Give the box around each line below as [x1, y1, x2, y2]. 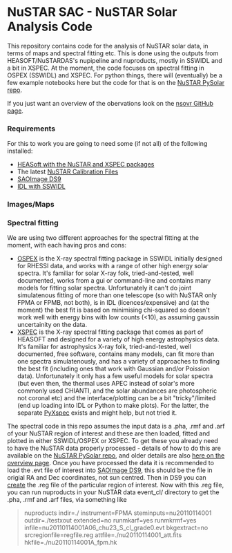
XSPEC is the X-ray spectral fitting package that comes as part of [17, 328, 204, 336]
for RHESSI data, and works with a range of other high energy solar [17, 262, 209, 270]
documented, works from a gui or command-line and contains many [17, 276, 211, 285]
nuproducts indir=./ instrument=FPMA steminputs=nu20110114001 [23, 509, 212, 517]
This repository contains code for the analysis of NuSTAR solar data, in [7, 41, 209, 50]
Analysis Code [7, 19, 93, 35]
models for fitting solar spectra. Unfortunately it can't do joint [17, 284, 192, 292]
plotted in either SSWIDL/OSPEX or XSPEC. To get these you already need [7, 437, 219, 445]
